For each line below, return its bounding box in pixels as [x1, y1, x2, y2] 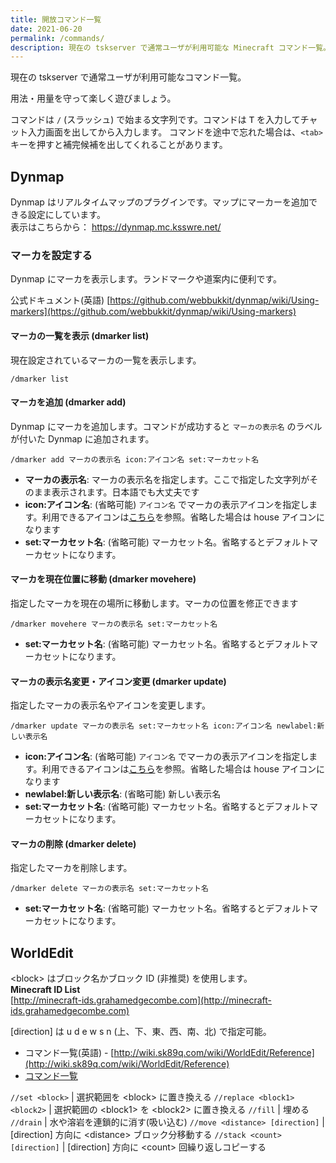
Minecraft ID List [10, 984, 81, 996]
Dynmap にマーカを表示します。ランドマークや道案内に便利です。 [10, 273, 283, 285]
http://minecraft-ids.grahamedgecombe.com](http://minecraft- [13, 994, 272, 1006]
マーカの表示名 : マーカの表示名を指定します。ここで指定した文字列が [24, 473, 310, 485]
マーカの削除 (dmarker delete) [10, 837, 137, 850]
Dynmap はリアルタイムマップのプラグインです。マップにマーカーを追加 [10, 196, 310, 208]
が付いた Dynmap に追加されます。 [10, 432, 155, 445]
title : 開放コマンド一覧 [10, 14, 102, 25]
